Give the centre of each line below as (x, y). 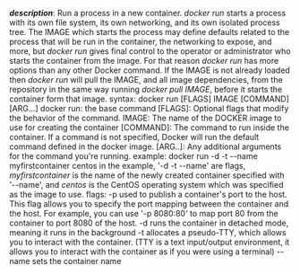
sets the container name (77, 261)
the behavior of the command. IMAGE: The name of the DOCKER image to (146, 118)
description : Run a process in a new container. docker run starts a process (148, 13)
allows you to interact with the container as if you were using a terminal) (142, 252)
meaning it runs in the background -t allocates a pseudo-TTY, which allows (148, 232)
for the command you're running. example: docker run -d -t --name (133, 156)
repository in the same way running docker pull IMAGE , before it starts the (146, 89)
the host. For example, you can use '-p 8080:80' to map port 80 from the (144, 213)
